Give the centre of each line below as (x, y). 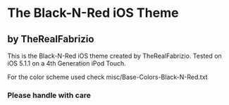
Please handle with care (49, 95)
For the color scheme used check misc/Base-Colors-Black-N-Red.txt (107, 77)
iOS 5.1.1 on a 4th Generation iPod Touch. (67, 63)
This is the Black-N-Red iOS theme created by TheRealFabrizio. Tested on (114, 56)
